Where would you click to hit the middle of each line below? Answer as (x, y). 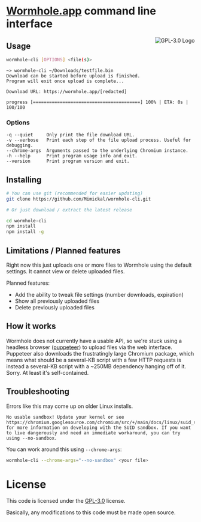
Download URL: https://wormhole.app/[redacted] (67, 91)
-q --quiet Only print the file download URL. (71, 135)
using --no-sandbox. (32, 438)
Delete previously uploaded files (54, 308)
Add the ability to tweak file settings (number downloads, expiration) (99, 295)
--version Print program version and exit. (68, 161)
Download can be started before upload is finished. (73, 76)
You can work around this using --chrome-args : (64, 449)
